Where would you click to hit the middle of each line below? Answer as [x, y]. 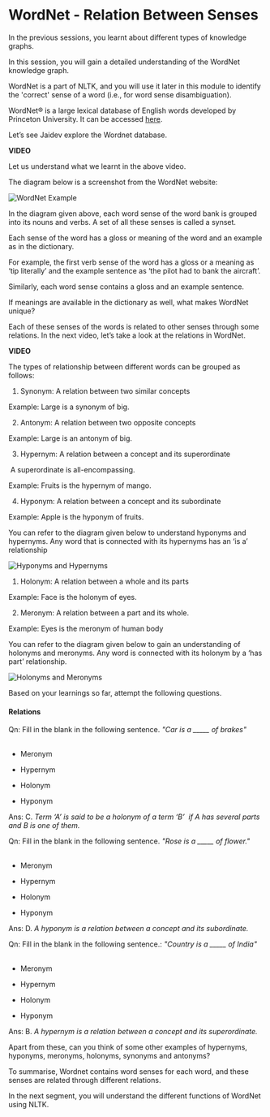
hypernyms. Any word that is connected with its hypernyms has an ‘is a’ [129, 541]
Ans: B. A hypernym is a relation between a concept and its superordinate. [133, 1032]
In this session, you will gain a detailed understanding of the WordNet [124, 62]
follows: [21, 375]
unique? [22, 311]
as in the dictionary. [41, 246]
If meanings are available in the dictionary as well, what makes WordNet [129, 302]
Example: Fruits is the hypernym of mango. [80, 485]
